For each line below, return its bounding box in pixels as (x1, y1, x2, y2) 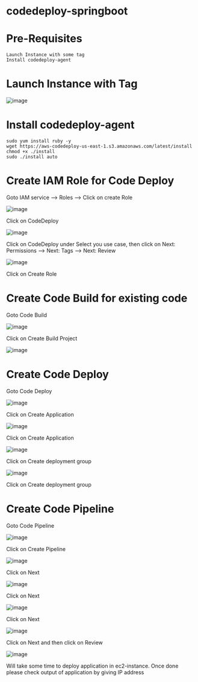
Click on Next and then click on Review (6, 639, 104, 646)
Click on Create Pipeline (6, 545, 66, 552)
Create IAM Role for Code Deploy (6, 174, 175, 188)
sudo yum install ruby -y (6, 138, 71, 144)
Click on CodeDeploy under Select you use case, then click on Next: (6, 240, 176, 248)
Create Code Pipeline (6, 502, 114, 516)
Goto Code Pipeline (6, 522, 55, 529)
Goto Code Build (6, 311, 47, 318)
